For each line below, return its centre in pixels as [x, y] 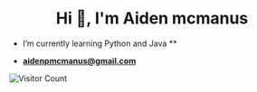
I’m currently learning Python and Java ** [100, 43]
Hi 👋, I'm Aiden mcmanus [152, 18]
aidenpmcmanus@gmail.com [79, 60]
